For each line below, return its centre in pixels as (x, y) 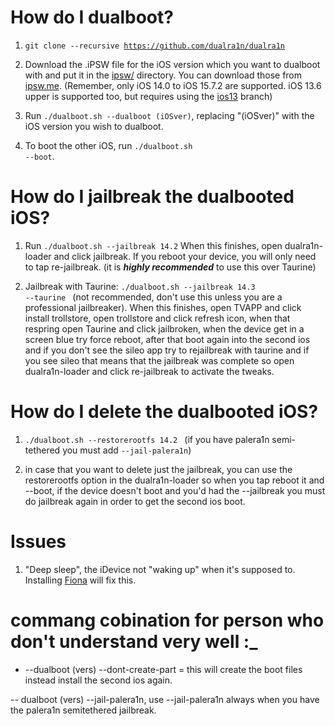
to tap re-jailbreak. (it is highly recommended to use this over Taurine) (170, 267)
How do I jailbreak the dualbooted (152, 197)
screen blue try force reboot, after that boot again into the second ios (167, 339)
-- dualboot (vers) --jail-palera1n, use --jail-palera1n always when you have (165, 699)
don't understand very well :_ (134, 641)
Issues (38, 542)
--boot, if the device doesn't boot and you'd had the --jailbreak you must (175, 490)
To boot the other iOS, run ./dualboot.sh (108, 145)
